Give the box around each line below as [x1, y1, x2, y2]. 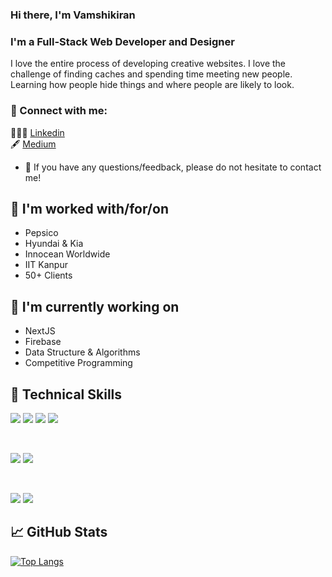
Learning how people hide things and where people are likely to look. [10, 79, 295, 91]
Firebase [24, 336, 62, 348]
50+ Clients [24, 269, 73, 282]
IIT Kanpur [24, 259, 68, 271]
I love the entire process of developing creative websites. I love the [10, 58, 287, 70]
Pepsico [24, 227, 59, 239]
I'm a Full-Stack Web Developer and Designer [10, 34, 235, 48]
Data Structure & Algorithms [24, 346, 141, 358]
